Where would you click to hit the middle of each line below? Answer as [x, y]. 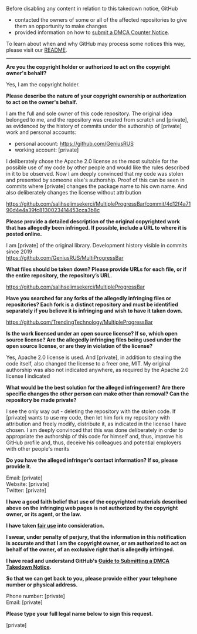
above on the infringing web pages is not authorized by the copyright [92, 508]
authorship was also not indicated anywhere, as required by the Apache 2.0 [97, 370]
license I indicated [28, 376]
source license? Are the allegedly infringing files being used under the [94, 340]
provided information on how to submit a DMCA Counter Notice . [92, 32]
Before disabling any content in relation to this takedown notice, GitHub [92, 9]
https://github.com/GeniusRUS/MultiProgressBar [65, 258]
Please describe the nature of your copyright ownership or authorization [96, 96]
